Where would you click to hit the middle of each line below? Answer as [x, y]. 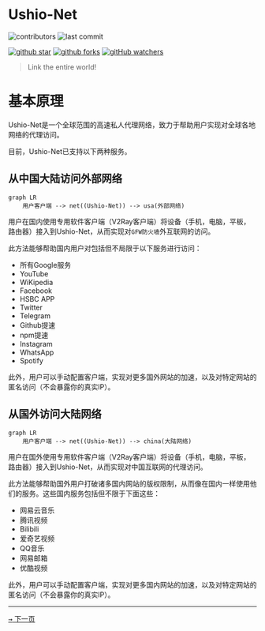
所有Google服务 [45, 265]
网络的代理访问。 [36, 134]
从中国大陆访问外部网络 [65, 179]
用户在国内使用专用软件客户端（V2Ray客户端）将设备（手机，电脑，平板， [129, 221]
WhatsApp [37, 352]
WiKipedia [36, 282]
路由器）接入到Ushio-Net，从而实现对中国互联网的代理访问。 [108, 467]
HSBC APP [37, 299]
